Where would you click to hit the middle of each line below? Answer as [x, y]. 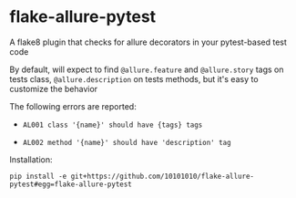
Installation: [31, 159]
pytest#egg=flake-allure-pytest [71, 184]
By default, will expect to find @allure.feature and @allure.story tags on [147, 69]
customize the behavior [54, 89]
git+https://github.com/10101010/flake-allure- [163, 176]
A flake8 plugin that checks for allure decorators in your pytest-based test [148, 42]
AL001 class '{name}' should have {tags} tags [112, 125]
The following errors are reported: [73, 106]
